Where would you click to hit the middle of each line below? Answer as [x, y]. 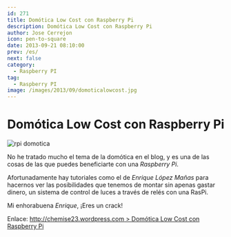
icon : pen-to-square [37, 39]
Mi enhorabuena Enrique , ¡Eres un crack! [65, 206]
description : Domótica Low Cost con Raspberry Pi [80, 26]
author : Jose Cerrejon [40, 33]
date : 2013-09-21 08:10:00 [46, 45]
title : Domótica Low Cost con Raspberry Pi [71, 20]
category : [21, 65]
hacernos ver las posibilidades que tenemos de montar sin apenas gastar [111, 185]
